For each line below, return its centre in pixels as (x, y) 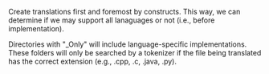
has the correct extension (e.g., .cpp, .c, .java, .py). (92, 61)
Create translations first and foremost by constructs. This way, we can (124, 12)
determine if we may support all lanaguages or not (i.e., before (112, 20)
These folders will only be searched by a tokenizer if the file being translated (135, 53)
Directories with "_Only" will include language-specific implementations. (128, 44)
